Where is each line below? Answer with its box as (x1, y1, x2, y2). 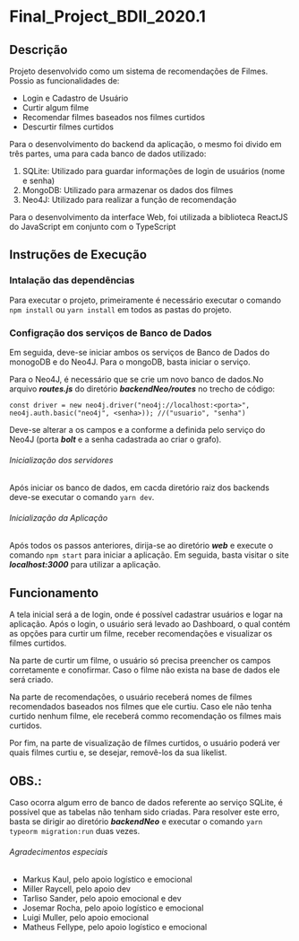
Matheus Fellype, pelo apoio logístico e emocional (21, 922, 208, 933)
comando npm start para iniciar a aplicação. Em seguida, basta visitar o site (9, 550, 289, 560)
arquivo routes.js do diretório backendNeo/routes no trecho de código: (9, 383, 276, 394)
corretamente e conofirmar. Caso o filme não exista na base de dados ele (9, 664, 280, 675)
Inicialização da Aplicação (9, 512, 108, 523)
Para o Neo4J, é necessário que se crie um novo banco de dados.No (9, 374, 264, 384)
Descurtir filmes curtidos (21, 121, 115, 132)
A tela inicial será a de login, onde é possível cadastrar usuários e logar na (9, 609, 284, 620)
